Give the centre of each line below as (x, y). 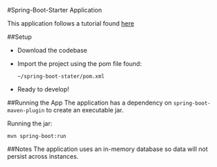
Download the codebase (52, 50)
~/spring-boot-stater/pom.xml (61, 76)
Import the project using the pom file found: (79, 64)
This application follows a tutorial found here (71, 23)
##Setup (20, 37)
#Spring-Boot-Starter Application (55, 10)
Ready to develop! (43, 89)
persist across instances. (43, 156)
